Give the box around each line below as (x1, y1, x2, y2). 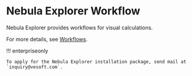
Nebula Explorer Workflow (6, 4, 140, 18)
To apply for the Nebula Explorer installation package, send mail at (6, 59, 187, 65)
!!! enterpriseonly (6, 47, 49, 54)
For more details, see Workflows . (6, 35, 88, 42)
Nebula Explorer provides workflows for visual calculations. (6, 24, 153, 31)
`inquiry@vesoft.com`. (6, 64, 63, 70)
